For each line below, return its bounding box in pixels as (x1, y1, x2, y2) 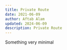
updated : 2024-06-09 (5, 21, 47, 26)
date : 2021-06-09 (5, 12, 41, 17)
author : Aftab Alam (5, 16, 45, 21)
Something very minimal (5, 39, 54, 45)
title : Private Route (5, 7, 49, 12)
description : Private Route (5, 26, 63, 31)
